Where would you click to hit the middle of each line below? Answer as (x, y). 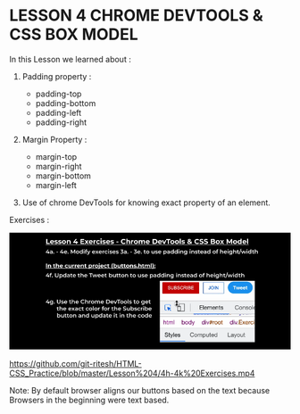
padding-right (61, 122)
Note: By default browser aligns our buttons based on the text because (140, 391)
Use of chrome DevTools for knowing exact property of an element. (146, 203)
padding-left (58, 112)
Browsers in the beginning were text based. (89, 400)
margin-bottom (63, 176)
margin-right (58, 166)
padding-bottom (66, 103)
